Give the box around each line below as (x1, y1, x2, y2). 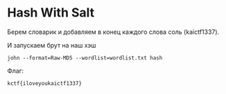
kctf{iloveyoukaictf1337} (7, 79, 82, 87)
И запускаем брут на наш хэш (7, 41, 96, 49)
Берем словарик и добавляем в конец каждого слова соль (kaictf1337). (7, 28, 220, 36)
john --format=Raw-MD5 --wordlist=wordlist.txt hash (7, 54, 163, 62)
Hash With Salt (7, 5, 95, 21)
